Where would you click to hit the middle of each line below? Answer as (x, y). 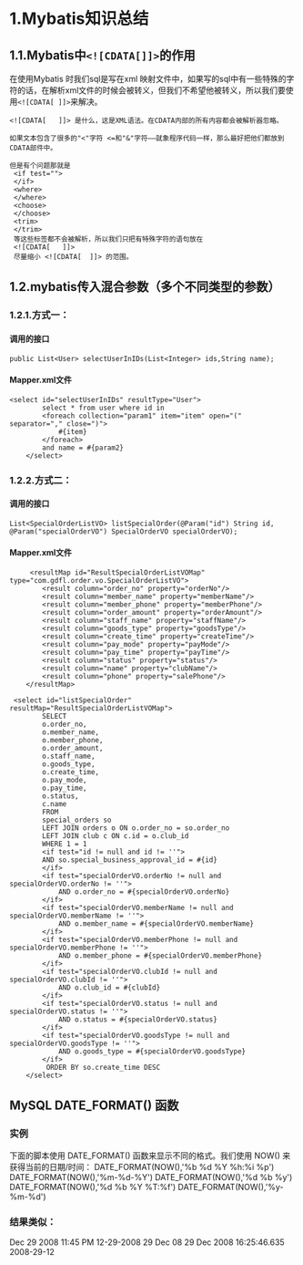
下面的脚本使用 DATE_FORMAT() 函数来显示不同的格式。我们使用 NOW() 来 (150, 1156)
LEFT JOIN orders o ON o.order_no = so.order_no (136, 828)
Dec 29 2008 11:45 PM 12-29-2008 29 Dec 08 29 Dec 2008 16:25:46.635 (147, 1242)
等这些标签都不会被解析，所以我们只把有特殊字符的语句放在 (108, 239)
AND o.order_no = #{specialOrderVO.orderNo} (144, 892)
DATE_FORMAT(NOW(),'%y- (231, 1187)
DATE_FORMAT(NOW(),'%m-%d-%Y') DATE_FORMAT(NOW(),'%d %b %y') (151, 1177)
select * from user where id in (104, 408)
